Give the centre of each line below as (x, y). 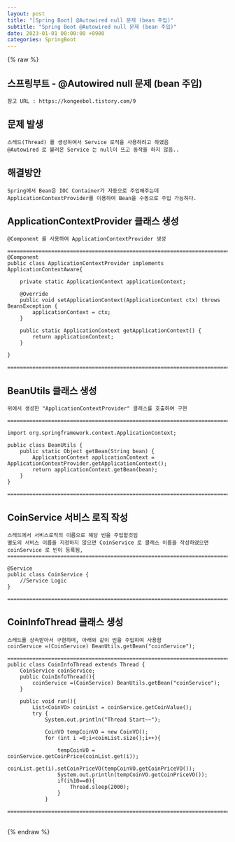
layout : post (26, 14)
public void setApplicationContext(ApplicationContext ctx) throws (120, 300)
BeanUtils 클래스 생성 (52, 391)
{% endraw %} (29, 832)
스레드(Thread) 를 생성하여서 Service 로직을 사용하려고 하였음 (88, 142)
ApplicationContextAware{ (45, 270)
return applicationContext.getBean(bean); (95, 470)
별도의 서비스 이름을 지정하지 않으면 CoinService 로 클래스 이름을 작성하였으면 (108, 543)
